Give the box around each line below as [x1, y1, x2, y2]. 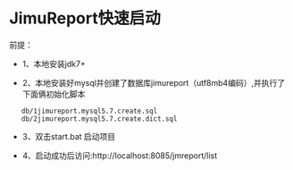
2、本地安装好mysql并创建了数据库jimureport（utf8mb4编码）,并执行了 [21, 77, 286, 88]
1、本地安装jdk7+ [21, 58, 87, 69]
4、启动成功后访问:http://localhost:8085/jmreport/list [21, 149, 218, 161]
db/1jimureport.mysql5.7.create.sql [21, 106, 158, 115]
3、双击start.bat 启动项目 [21, 131, 116, 141]
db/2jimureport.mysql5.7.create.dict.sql [21, 114, 178, 123]
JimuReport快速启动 [9, 8, 161, 29]
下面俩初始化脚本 [21, 89, 86, 99]
